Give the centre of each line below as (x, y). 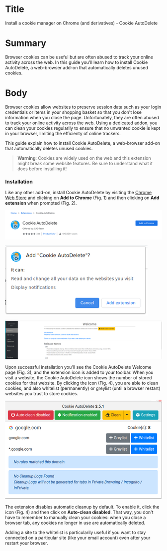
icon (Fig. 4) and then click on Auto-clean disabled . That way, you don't (79, 512)
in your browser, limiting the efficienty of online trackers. (63, 133)
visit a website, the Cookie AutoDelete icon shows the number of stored (79, 378)
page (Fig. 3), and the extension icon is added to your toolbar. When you (79, 372)
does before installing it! (42, 169)
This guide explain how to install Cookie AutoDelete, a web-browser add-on (83, 143)
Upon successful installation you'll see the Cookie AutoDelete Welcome (78, 367)
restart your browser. (27, 543)
